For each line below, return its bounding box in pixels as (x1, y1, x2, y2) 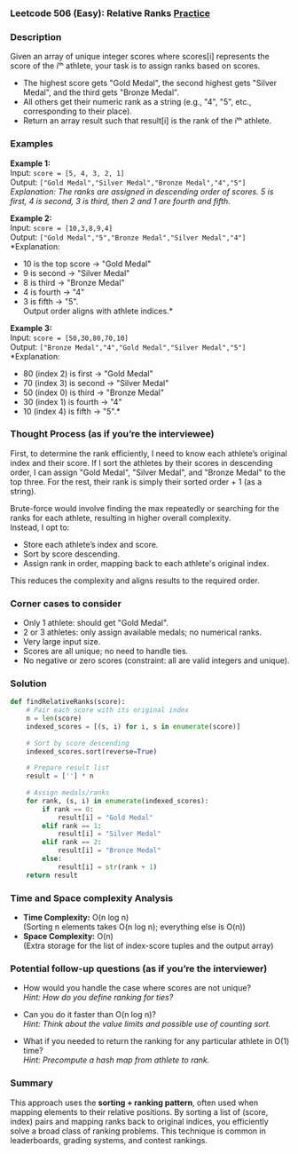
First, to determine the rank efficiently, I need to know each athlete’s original (10, 447, 287, 459)
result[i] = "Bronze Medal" (57, 846, 162, 855)
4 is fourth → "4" (22, 287, 85, 297)
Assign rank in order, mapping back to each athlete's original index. (22, 557, 270, 568)
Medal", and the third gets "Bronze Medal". (22, 87, 180, 98)
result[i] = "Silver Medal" (57, 829, 162, 839)
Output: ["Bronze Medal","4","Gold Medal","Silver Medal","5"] (10, 341, 247, 352)
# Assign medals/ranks (26, 788, 110, 797)
